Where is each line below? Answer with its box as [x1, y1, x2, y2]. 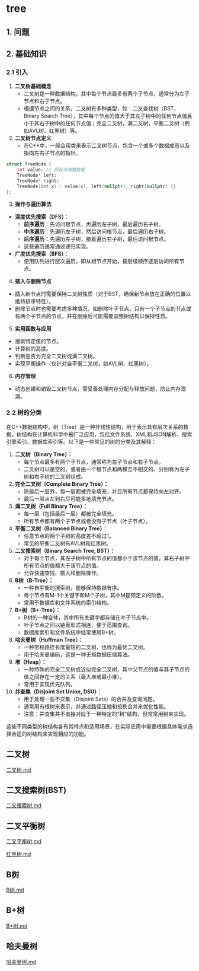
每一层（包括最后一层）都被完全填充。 [23, 510, 117, 517]
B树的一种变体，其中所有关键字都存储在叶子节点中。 [23, 613, 152, 621]
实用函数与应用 [14, 325, 52, 332]
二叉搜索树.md [6, 802, 41, 809]
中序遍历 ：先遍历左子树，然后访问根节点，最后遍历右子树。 [23, 228, 169, 235]
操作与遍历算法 [14, 200, 52, 208]
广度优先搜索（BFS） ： [14, 250, 69, 257]
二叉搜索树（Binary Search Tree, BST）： [14, 547, 115, 554]
